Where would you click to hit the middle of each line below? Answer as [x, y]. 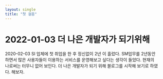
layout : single [20, 9]
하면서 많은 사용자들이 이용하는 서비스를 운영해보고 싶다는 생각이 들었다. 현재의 [80, 60]
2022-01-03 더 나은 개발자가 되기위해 [77, 39]
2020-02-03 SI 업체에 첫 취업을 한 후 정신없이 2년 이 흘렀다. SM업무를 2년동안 [80, 54]
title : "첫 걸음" [21, 14]
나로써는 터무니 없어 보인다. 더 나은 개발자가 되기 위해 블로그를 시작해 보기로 [77, 66]
